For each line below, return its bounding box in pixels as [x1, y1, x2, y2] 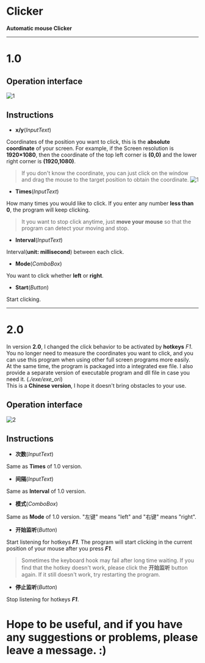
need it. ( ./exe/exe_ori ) [6, 375, 63, 383]
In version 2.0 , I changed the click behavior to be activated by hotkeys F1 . [6, 343, 193, 350]
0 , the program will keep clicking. [6, 206, 90, 213]
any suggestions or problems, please [6, 630, 198, 644]
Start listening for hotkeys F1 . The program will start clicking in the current [6, 538, 192, 546]
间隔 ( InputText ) [15, 475, 54, 483]
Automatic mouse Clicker [6, 24, 72, 32]
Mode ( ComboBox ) [15, 260, 62, 267]
